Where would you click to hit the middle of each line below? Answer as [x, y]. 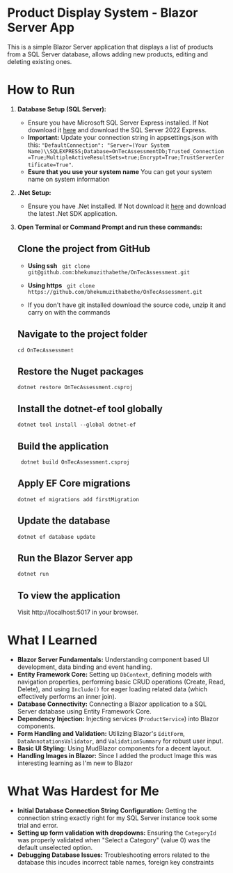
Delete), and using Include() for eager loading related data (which [112, 689]
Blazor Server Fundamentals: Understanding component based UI [113, 660]
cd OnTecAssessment [46, 350]
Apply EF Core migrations [74, 483]
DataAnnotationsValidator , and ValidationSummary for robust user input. [120, 741]
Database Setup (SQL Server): [62, 109]
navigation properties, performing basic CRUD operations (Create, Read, [121, 682]
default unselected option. [55, 848]
